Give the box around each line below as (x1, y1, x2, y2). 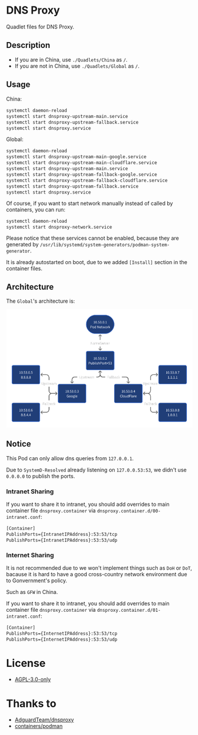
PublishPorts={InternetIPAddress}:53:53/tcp (6, 631, 118, 637)
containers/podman (14, 723, 63, 730)
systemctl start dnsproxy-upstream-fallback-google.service (6, 171, 158, 178)
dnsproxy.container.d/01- (97, 608, 161, 614)
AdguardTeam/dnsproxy (14, 716, 74, 723)
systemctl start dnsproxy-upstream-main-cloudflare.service (6, 159, 158, 166)
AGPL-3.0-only (14, 676, 51, 683)
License (6, 656, 46, 670)
